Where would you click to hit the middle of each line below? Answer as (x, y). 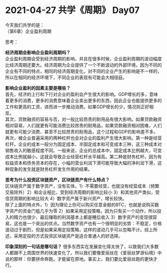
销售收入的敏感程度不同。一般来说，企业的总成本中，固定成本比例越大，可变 (83, 150)
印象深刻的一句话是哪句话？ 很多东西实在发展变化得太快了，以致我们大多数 (82, 246)
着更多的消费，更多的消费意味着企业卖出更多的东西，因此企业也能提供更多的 (83, 100)
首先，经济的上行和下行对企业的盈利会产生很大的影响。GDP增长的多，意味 (82, 94)
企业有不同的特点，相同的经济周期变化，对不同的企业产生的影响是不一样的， (83, 71)
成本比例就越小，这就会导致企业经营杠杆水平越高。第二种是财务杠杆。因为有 (83, 156)
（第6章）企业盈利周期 (28, 31)
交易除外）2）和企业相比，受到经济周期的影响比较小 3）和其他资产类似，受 (83, 192)
